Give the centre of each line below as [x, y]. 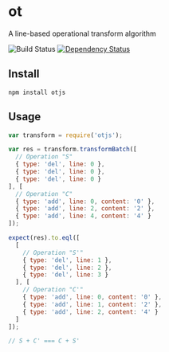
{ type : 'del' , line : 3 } [66, 275]
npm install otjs [37, 92]
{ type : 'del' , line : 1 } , [67, 260]
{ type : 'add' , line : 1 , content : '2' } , [92, 304]
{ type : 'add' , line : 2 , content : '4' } [90, 312]
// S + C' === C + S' [44, 341]
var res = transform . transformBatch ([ [73, 150]
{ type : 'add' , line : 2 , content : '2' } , [85, 209]
